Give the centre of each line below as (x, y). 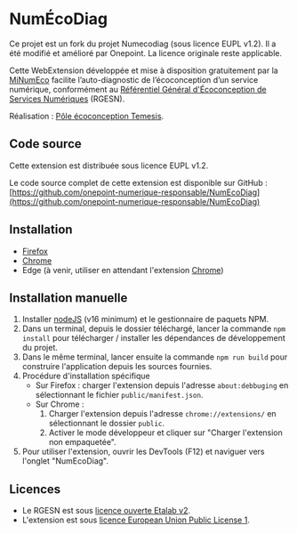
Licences (35, 489)
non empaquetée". (83, 442)
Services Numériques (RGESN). (67, 99)
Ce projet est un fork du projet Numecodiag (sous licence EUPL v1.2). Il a (143, 44)
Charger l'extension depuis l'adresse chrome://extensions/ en (163, 414)
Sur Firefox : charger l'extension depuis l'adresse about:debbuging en (162, 385)
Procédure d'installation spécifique (86, 376)
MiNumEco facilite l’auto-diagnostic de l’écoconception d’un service (134, 79)
